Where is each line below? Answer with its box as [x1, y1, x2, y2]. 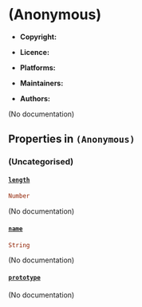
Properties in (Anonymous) [8, 132, 136, 146]
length [8, 175, 30, 184]
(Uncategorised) [8, 156, 74, 167]
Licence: [19, 47, 50, 57]
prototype [8, 274, 41, 281]
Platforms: [19, 62, 56, 73]
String [8, 241, 30, 249]
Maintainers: [19, 78, 64, 88]
